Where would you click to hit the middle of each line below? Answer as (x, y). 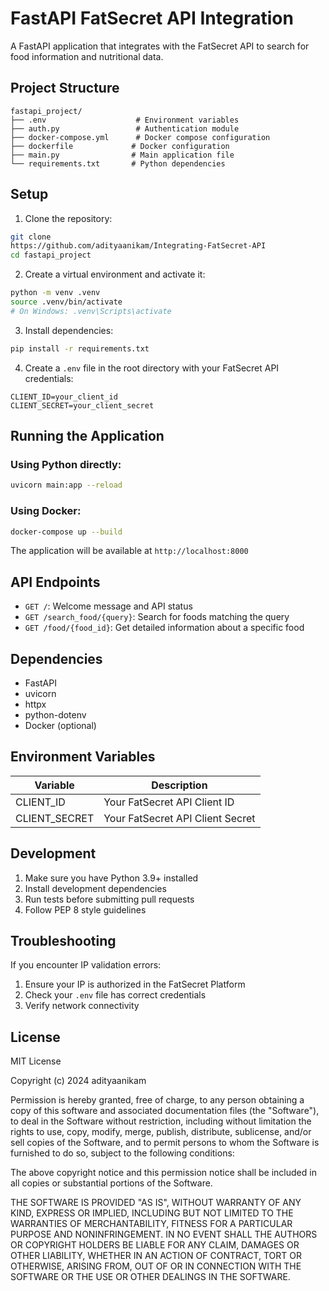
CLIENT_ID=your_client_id (64, 397)
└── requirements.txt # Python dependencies (118, 163)
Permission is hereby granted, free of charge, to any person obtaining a (157, 1100)
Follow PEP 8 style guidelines (85, 909)
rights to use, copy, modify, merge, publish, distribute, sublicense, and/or (161, 1132)
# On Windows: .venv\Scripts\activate (91, 311)
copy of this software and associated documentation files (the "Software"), (165, 1111)
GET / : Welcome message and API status (108, 606)
